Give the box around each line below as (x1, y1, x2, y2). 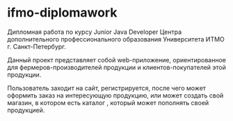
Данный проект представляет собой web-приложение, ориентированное (7, 55, 226, 64)
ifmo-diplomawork (7, 5, 118, 21)
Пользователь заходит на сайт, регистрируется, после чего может (7, 84, 207, 92)
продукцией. (7, 106, 45, 114)
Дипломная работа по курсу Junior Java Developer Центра (7, 28, 182, 36)
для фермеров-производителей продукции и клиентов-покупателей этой (7, 63, 226, 71)
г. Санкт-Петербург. (7, 42, 67, 50)
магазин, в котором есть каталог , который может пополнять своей (7, 98, 209, 106)
